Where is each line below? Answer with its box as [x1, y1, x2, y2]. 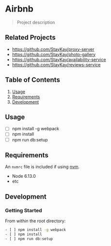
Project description [16, 19, 55, 25]
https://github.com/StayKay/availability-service [12, 57, 106, 62]
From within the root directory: [5, 218, 66, 224]
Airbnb [5, 3, 34, 15]
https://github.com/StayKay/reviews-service [12, 61, 101, 67]
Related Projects [5, 33, 56, 42]
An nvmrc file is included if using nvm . [5, 164, 80, 170]
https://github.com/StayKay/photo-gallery [12, 51, 96, 57]
